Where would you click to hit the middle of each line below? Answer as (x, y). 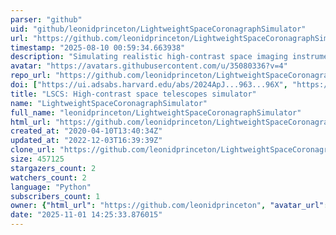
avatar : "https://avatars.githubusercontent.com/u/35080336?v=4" (149, 66)
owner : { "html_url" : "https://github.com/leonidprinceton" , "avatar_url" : (169, 206)
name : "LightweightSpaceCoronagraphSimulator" (109, 103)
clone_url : (33, 150)
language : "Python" (51, 187)
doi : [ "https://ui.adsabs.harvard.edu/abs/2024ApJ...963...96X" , (149, 85)
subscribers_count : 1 (55, 196)
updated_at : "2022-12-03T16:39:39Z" (86, 141)
